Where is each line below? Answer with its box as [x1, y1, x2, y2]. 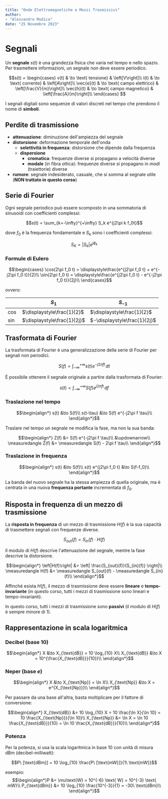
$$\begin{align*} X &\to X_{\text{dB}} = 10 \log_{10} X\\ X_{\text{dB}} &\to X [7, 650, 162, 656]
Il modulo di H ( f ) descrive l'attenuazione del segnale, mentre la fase [5, 547, 145, 554]
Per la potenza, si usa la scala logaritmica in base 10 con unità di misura [5, 744, 153, 750]
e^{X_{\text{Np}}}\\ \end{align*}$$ [48, 685, 120, 691]
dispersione [20, 150, 46, 156]
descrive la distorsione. [5, 553, 54, 559]
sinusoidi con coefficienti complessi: [5, 210, 81, 216]
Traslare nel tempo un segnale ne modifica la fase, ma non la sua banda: [5, 425, 155, 431]
